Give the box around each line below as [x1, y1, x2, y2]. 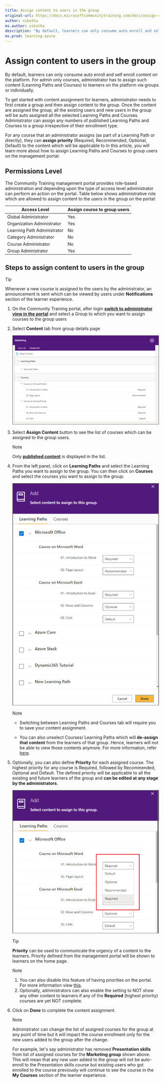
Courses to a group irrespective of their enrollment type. [5, 122, 119, 128]
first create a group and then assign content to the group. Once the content [5, 102, 157, 108]
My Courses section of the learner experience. [12, 1072, 107, 1078]
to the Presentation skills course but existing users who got [24, 1061, 144, 1067]
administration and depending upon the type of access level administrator [5, 185, 154, 191]
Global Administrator [7, 213, 49, 220]
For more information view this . [19, 982, 82, 988]
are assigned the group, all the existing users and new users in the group [5, 107, 152, 113]
